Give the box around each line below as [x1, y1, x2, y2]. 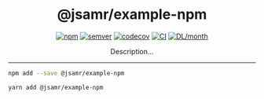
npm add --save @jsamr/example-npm [8, 69, 125, 77]
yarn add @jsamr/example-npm [8, 83, 104, 91]
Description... [110, 46, 154, 56]
